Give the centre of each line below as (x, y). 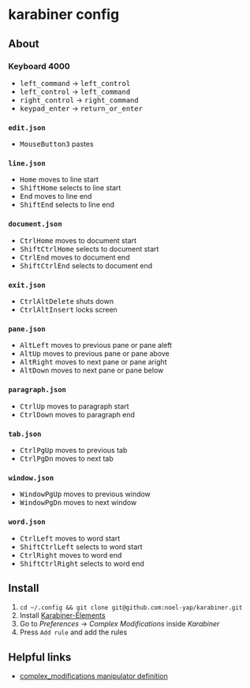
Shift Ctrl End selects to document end (86, 265)
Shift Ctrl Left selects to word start (81, 547)
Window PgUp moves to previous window (85, 494)
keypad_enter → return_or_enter (81, 108)
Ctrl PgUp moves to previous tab (73, 450)
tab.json (25, 434)
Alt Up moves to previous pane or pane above (94, 353)
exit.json (27, 285)
